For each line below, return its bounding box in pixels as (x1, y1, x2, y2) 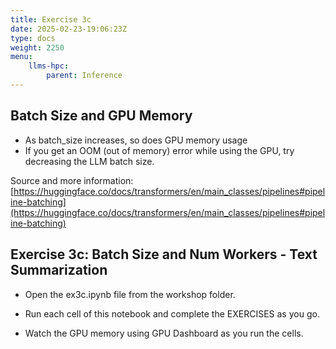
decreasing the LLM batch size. (24, 155, 155, 167)
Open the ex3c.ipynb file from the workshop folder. (24, 288, 236, 300)
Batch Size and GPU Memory (10, 107, 193, 125)
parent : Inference (46, 71, 123, 81)
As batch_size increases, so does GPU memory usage (24, 134, 248, 146)
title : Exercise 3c (10, 14, 92, 25)
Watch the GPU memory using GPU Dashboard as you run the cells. (24, 327, 304, 339)
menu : (10, 52, 33, 62)
